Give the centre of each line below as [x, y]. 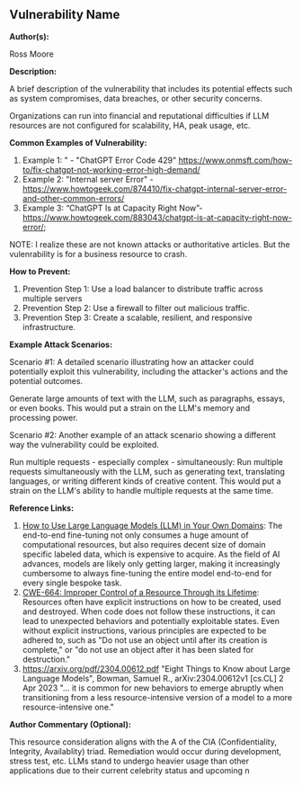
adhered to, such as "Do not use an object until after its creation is [145, 640]
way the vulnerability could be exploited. [84, 444]
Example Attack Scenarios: [61, 344]
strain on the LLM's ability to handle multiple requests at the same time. [142, 490]
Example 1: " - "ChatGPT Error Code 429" [99, 160]
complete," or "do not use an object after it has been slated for [138, 649]
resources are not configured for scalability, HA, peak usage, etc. [130, 125]
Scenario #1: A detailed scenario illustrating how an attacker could [132, 361]
